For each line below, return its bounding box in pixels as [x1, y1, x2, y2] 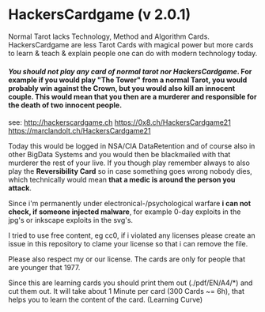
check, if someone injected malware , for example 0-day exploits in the [8, 207, 241, 216]
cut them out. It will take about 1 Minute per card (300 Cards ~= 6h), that [8, 287, 245, 296]
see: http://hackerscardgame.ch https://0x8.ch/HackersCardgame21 [8, 118, 231, 127]
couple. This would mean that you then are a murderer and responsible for [8, 92, 257, 101]
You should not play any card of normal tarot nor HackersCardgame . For [8, 66, 252, 76]
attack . [8, 183, 32, 193]
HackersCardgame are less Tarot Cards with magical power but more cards [8, 39, 254, 49]
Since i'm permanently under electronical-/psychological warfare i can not [8, 199, 252, 209]
